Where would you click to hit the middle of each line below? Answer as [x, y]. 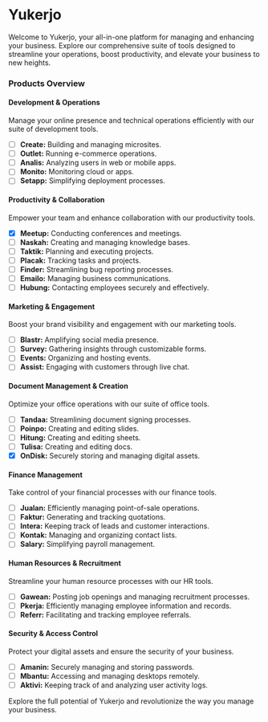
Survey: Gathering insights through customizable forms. [113, 349]
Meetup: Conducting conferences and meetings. [101, 233]
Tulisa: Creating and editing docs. [76, 447]
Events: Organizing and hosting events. [85, 358]
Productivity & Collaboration [57, 199]
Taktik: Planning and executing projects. [87, 251]
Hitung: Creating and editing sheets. [80, 437]
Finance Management [45, 475]
